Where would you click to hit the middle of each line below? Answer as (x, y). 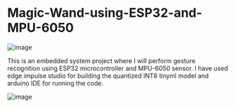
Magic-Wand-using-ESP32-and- (105, 13)
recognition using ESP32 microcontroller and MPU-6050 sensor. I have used (118, 68)
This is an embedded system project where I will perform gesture (101, 60)
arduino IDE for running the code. (55, 83)
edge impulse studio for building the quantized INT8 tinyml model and (108, 76)
